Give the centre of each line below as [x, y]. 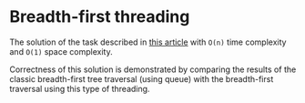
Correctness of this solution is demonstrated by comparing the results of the [153, 69]
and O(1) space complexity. [61, 51]
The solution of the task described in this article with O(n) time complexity [148, 42]
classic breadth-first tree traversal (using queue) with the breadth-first [142, 78]
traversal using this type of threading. [80, 88]
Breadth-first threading [100, 17]
